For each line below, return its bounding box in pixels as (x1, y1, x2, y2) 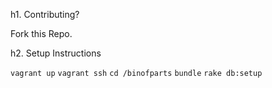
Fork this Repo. (10, 28, 73, 39)
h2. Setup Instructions (10, 47, 102, 59)
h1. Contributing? (10, 9, 80, 20)
